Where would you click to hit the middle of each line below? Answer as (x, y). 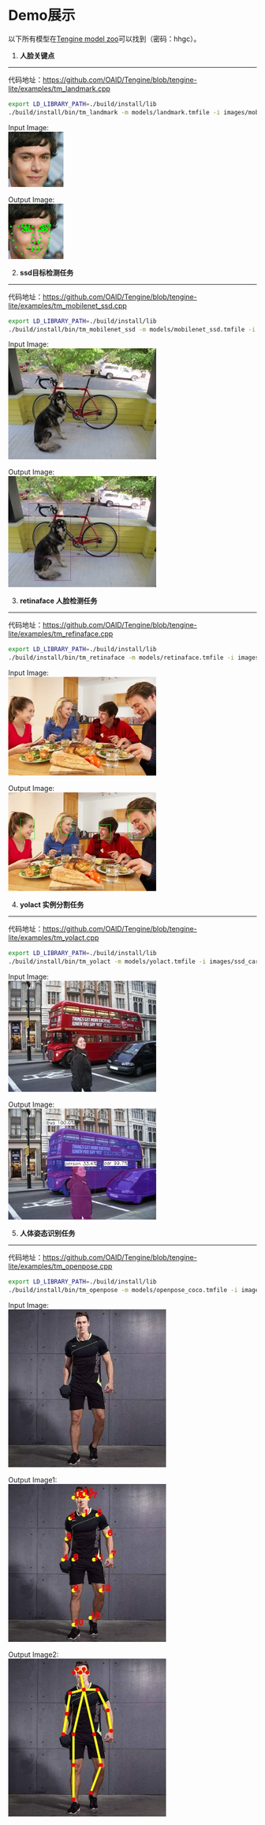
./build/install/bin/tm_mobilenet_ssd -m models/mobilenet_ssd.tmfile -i (132, 329)
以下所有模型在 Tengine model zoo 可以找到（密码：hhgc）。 (105, 39)
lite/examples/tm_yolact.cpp (54, 938)
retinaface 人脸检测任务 (58, 601)
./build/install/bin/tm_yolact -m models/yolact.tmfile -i (107, 962)
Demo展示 (42, 15)
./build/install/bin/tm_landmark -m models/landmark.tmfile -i (114, 112)
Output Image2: (34, 1654)
